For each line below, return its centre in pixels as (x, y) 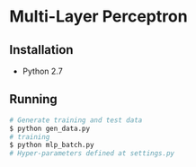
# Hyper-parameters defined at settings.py (92, 154)
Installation (41, 50)
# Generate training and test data (76, 120)
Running (34, 99)
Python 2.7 (42, 71)
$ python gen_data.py (50, 128)
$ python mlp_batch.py (52, 145)
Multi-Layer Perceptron (98, 17)
